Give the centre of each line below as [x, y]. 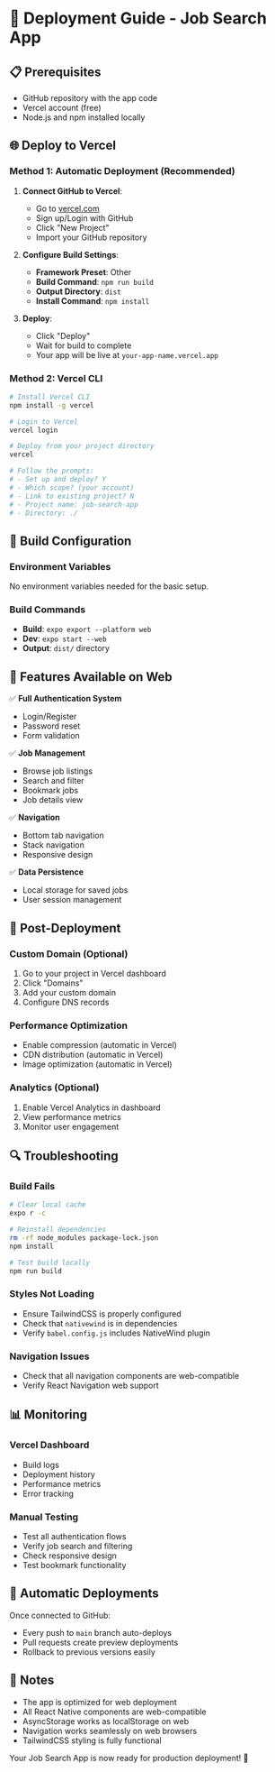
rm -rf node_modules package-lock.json [84, 1238]
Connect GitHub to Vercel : [72, 191]
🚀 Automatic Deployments [84, 1594]
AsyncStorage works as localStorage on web [106, 1721]
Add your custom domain [69, 992]
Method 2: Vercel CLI [56, 378]
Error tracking [48, 1493]
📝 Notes [32, 1680]
